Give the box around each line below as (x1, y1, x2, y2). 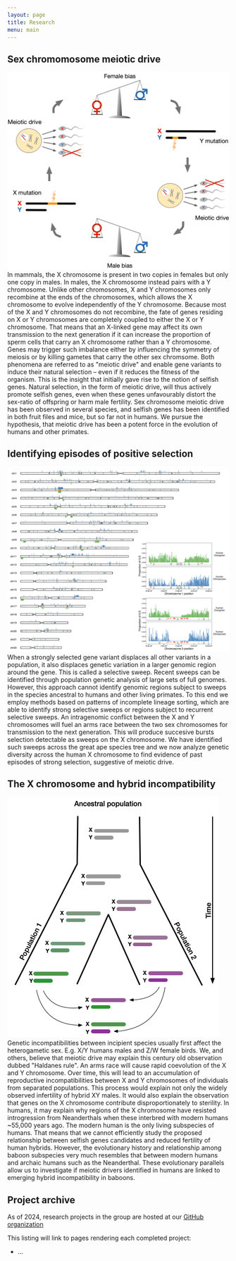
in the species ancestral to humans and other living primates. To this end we (7, 690, 229, 699)
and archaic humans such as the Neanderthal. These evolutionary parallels (7, 1159, 225, 1167)
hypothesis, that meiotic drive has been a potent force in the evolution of (7, 420, 218, 429)
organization (7, 1220, 44, 1229)
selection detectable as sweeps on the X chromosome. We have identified (7, 735, 223, 743)
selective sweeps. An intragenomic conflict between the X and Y (7, 712, 195, 721)
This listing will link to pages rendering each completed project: (7, 1234, 192, 1243)
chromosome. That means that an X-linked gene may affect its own (7, 323, 202, 331)
